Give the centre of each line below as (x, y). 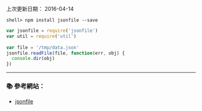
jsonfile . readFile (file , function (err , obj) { (66, 53)
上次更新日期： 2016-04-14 (40, 9)
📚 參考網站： (26, 86)
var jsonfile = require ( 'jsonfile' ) (52, 31)
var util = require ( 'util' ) (41, 36)
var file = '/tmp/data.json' (43, 47)
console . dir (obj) (33, 59)
